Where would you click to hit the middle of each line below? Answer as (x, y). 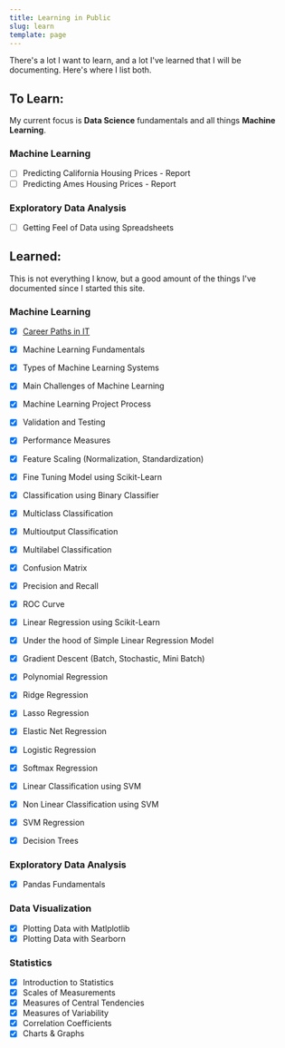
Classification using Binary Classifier (91, 495)
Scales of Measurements (69, 993)
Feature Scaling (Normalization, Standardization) (113, 458)
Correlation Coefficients (67, 1024)
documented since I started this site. (77, 288)
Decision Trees (50, 840)
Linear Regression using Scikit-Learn (91, 622)
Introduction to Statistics (68, 982)
